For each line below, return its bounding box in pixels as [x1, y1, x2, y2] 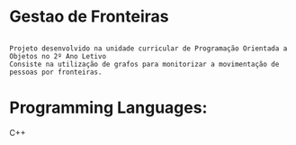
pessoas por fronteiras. [9, 68, 103, 77]
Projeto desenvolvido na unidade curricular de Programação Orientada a [9, 43, 288, 53]
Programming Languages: [9, 97, 208, 118]
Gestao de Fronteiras [9, 6, 169, 27]
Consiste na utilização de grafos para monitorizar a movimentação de [9, 59, 280, 68]
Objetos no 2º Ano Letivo [9, 51, 106, 60]
